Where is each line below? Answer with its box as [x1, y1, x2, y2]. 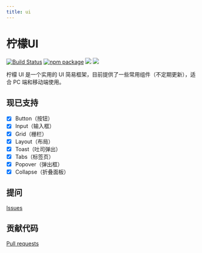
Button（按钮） [15, 115, 53, 122]
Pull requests [6, 240, 39, 247]
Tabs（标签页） [15, 153, 55, 160]
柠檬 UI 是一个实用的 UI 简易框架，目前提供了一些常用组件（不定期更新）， [6, 70, 191, 78]
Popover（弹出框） [15, 160, 63, 167]
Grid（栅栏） [15, 130, 47, 137]
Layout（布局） [15, 138, 54, 145]
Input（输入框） [15, 123, 55, 130]
